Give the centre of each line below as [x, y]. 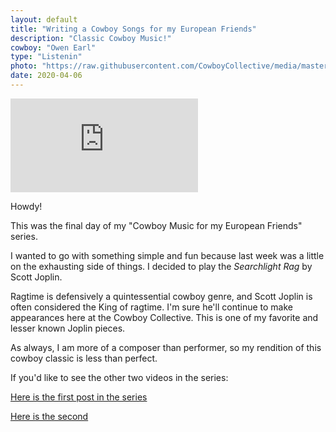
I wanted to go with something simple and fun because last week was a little [167, 255]
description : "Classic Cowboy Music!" [91, 38]
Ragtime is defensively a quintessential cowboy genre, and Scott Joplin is [161, 296]
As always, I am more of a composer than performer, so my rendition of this [166, 347]
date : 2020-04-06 [46, 76]
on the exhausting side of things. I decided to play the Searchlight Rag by [161, 266]
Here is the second [49, 416]
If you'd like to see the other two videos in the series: [119, 377]
